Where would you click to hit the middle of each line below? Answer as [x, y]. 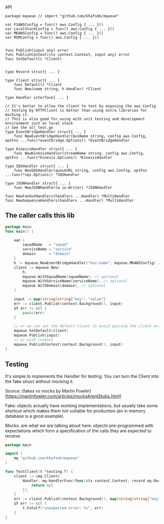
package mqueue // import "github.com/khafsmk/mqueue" [62, 16]
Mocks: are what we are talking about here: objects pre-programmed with [79, 425]
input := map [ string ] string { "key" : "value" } [60, 299]
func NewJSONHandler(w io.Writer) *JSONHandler [63, 188]
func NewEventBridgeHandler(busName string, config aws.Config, [81, 136]
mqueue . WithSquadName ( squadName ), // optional [71, 276]
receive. [13, 436]
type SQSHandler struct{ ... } [37, 166]
